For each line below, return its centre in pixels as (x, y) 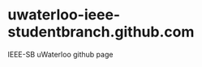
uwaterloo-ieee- (64, 15)
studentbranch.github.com (101, 32)
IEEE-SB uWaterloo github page (60, 54)
